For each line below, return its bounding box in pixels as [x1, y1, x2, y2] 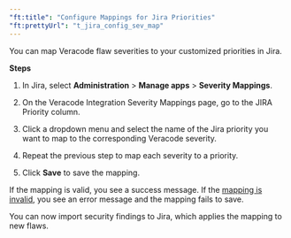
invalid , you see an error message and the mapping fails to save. [9, 194, 245, 204]
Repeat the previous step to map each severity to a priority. [21, 150, 239, 160]
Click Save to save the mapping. [21, 167, 140, 178]
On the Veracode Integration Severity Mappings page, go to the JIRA [21, 96, 272, 107]
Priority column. [21, 106, 81, 117]
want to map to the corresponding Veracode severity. [21, 133, 217, 143]
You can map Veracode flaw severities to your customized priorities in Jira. [9, 45, 283, 56]
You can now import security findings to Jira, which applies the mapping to [9, 211, 283, 221]
